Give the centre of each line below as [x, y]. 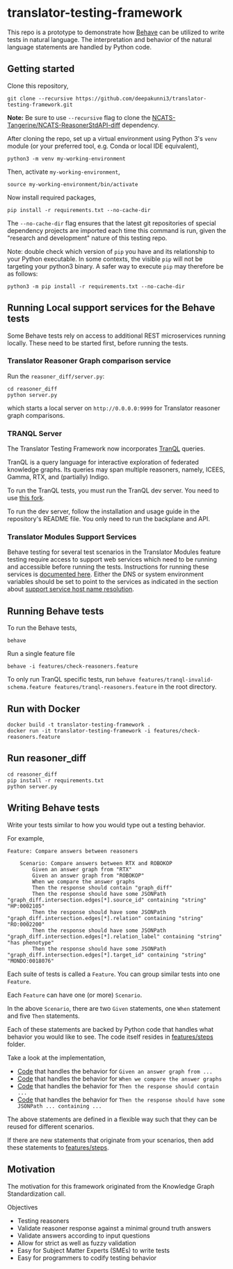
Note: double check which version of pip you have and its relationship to [111, 251]
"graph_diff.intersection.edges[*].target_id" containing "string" [107, 955]
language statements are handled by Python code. [79, 47]
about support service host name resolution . [71, 589]
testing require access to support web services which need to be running [112, 560]
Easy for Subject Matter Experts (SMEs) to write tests [94, 1250]
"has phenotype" [31, 943]
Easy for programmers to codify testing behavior [87, 1258]
